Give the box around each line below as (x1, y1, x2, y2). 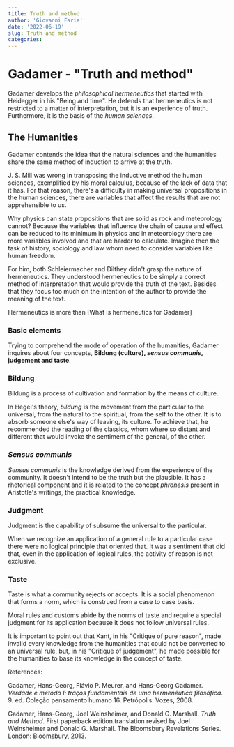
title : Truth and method (8, 10, 80, 17)
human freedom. (8, 251, 56, 259)
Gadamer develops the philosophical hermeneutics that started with (8, 89, 203, 98)
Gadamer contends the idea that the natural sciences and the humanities (8, 150, 217, 158)
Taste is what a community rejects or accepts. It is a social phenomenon (8, 590, 215, 598)
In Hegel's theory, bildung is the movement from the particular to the (8, 402, 205, 412)
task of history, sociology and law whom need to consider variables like (8, 243, 213, 252)
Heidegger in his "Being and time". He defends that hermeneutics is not (8, 97, 213, 105)
